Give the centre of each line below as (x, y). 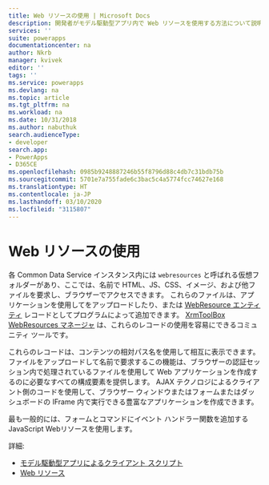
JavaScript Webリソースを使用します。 (72, 429)
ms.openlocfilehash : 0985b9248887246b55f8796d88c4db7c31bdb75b (116, 172)
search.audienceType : (44, 134)
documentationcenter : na (50, 46)
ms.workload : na (35, 113)
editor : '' (26, 68)
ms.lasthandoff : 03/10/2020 (55, 202)
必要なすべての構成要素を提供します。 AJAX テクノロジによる (130, 382)
